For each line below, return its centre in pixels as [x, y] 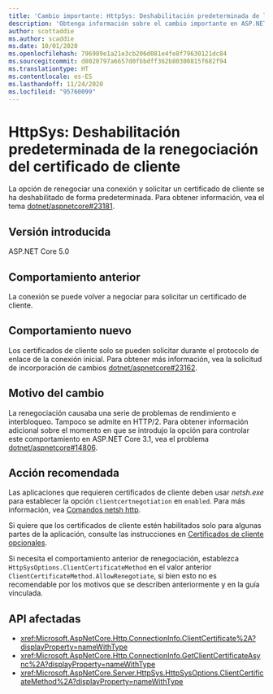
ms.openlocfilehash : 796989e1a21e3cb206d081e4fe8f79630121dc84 [118, 54]
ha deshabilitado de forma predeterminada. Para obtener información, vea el [136, 198]
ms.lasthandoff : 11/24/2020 [56, 84]
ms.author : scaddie [41, 39]
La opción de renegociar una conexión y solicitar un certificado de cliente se [136, 189]
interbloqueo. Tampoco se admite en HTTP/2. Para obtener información [128, 421]
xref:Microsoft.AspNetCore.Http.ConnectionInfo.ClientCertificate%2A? [138, 639]
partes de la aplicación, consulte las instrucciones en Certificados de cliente [136, 535]
